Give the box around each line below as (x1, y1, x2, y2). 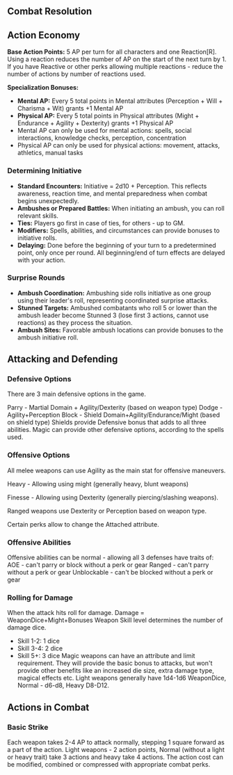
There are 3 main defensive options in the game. (7, 390, 146, 399)
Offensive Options (7, 450, 70, 460)
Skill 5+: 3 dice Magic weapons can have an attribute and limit (17, 652, 195, 660)
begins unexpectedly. (17, 196, 79, 205)
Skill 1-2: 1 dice (17, 637, 61, 646)
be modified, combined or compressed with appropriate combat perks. (7, 760, 211, 769)
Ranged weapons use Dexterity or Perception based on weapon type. (7, 506, 207, 515)
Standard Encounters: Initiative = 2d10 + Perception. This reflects (17, 182, 207, 190)
